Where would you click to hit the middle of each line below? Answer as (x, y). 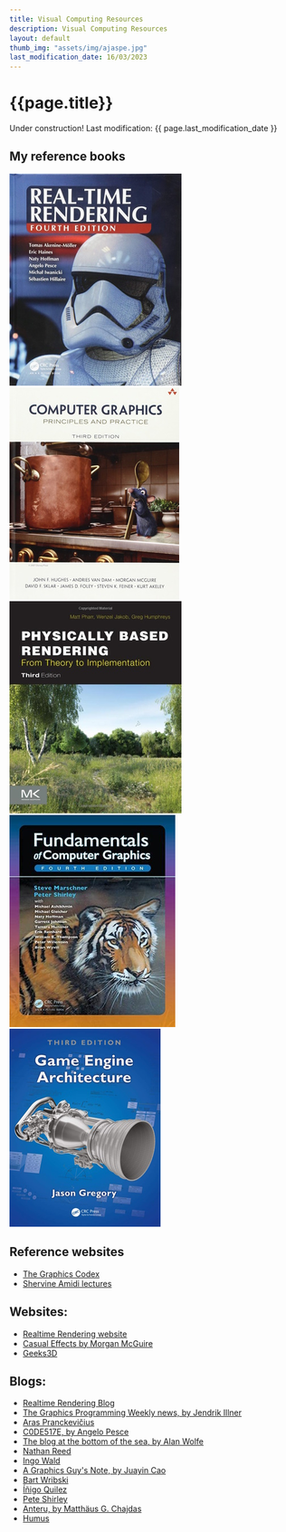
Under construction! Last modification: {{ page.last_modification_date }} (143, 128)
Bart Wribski (45, 1480)
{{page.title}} (61, 103)
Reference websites (67, 1252)
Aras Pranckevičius (58, 1423)
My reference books (67, 157)
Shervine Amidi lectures (67, 1283)
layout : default (40, 38)
